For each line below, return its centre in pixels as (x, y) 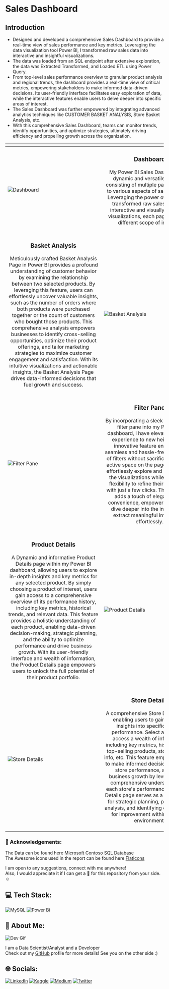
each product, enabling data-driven (53, 627)
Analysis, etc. (26, 120)
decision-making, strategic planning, (53, 633)
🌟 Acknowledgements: (33, 842)
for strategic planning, (134, 801)
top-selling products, (132, 751)
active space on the (130, 465)
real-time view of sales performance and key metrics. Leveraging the (84, 45)
